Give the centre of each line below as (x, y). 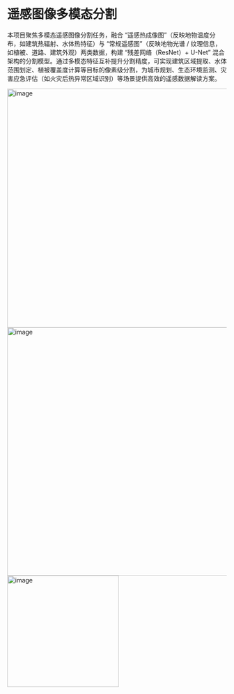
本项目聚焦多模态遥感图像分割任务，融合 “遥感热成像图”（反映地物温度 (109, 35)
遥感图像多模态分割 (62, 14)
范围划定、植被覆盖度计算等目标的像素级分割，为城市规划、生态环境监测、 (114, 70)
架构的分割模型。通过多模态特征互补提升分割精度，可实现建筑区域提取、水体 (117, 61)
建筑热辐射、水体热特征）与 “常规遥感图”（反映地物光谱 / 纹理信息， (123, 43)
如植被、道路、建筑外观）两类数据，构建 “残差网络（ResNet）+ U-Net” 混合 (116, 52)
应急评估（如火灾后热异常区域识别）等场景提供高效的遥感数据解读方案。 (117, 78)
